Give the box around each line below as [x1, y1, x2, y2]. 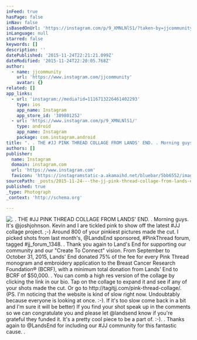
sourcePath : [6, 178, 35, 184]
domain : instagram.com [11, 162, 67, 168]
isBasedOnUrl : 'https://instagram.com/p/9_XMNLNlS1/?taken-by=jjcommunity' [6, 25, 195, 31]
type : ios [16, 101, 41, 108]
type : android [16, 124, 51, 129]
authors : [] [6, 145, 35, 151]
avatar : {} [16, 80, 43, 86]
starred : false [6, 36, 43, 42]
